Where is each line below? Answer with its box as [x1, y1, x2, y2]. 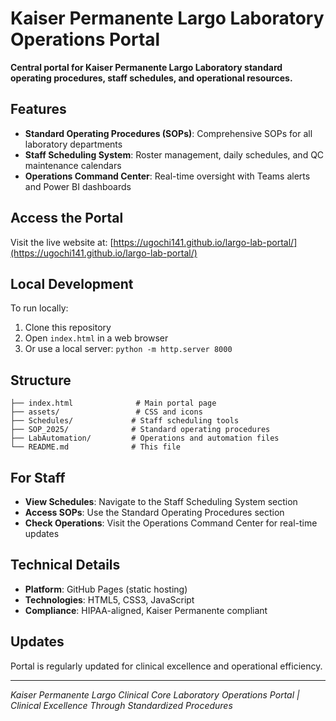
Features [10, 101, 67, 118]
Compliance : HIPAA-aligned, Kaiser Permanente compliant [24, 604, 268, 616]
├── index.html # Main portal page [10, 398, 217, 409]
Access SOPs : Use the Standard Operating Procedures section [24, 507, 285, 518]
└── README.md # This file [10, 442, 182, 452]
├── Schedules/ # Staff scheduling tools [10, 416, 240, 426]
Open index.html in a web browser [24, 332, 169, 344]
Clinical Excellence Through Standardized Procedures [10, 699, 233, 711]
